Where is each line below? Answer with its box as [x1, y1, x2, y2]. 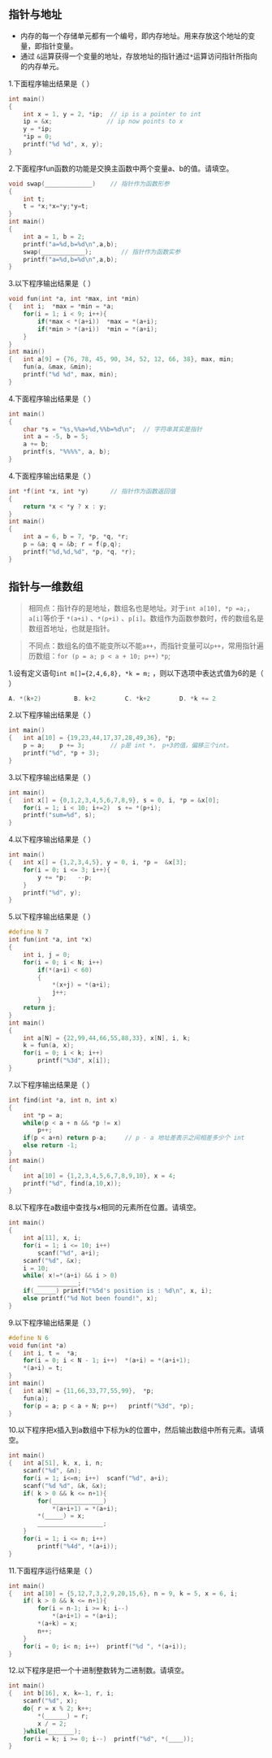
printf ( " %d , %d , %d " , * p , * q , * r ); [23, 547, 136, 555]
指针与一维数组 [8, 580, 84, 594]
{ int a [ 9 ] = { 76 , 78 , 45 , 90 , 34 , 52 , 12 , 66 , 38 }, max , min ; [8, 355, 235, 363]
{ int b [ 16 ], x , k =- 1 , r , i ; [8, 1690, 114, 1698]
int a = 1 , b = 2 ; [23, 233, 85, 241]
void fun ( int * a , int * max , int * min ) [8, 295, 140, 303]
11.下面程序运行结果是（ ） [8, 1565, 97, 1575]
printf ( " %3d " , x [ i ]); [37, 1056, 111, 1065]
